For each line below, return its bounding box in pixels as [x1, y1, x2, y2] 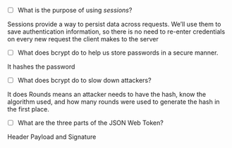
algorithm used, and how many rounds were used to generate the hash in [7, 97, 220, 106]
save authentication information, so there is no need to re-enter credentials [7, 27, 226, 36]
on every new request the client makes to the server [7, 35, 159, 43]
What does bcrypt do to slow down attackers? [17, 76, 152, 85]
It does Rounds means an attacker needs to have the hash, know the [7, 90, 207, 99]
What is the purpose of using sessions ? [17, 6, 133, 14]
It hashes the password [7, 62, 75, 71]
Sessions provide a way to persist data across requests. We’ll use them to [7, 20, 221, 29]
